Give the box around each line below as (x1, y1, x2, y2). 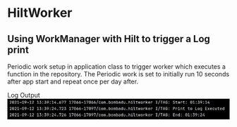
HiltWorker (7, 5, 73, 21)
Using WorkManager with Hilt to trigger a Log (7, 33, 210, 45)
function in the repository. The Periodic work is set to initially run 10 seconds (7, 70, 230, 78)
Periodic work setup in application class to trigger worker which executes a (7, 62, 226, 71)
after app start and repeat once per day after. (7, 77, 139, 86)
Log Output (7, 91, 40, 99)
